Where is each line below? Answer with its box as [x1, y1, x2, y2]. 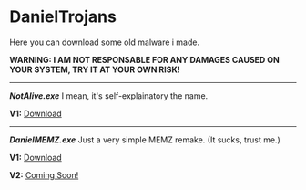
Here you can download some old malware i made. [9, 37, 200, 47]
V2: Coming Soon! [9, 169, 79, 180]
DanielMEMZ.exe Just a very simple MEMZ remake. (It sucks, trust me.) [9, 134, 280, 145]
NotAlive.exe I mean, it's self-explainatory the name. [9, 90, 209, 101]
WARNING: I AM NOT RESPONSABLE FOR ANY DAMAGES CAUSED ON [9, 54, 280, 65]
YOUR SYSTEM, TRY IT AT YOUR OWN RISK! [9, 64, 180, 75]
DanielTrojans [9, 6, 117, 27]
